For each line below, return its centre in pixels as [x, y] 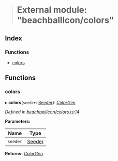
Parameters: [18, 121]
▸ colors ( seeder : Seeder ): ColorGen [40, 102]
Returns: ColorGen [24, 153]
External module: [52, 10]
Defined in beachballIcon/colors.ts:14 [42, 112]
